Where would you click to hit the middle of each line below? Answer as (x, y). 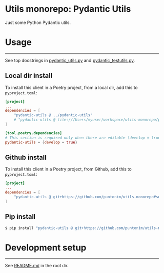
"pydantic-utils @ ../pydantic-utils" (53, 115)
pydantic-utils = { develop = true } (41, 142)
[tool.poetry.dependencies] (34, 133)
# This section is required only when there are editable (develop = (77, 138)
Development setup (46, 247)
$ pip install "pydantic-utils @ (39, 228)
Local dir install (29, 76)
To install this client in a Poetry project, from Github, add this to (68, 169)
